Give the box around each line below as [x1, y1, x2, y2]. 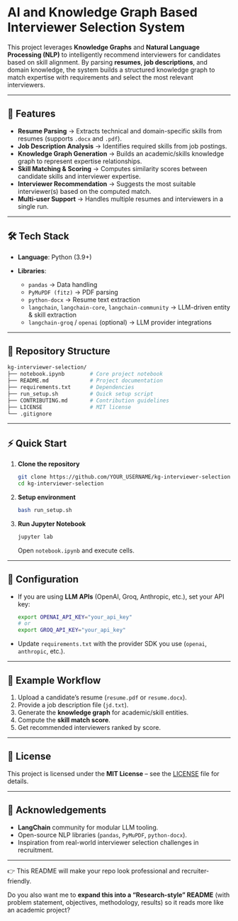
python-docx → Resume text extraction [28, 295, 140, 304]
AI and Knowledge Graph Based [7, 4, 198, 21]
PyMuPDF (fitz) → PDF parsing [28, 288, 118, 296]
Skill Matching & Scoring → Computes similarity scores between [17, 164, 208, 173]
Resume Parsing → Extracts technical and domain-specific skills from [17, 126, 222, 135]
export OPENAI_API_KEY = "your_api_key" [17, 614, 132, 621]
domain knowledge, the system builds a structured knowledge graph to [7, 65, 215, 74]
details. [7, 777, 29, 785]
